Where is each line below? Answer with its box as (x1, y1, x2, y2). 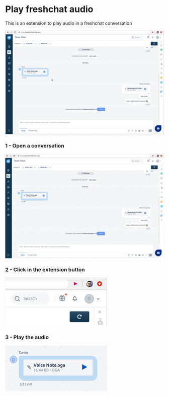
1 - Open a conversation (5, 142, 64, 149)
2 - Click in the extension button (5, 266, 85, 273)
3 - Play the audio (5, 334, 49, 341)
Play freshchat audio (5, 4, 94, 15)
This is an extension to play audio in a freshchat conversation (5, 20, 132, 26)
